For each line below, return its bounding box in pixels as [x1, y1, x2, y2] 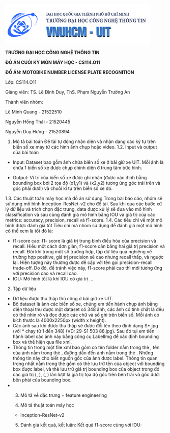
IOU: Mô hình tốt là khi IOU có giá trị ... [12, 276, 93, 282]
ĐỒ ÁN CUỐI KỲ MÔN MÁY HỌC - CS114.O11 [5, 59, 100, 65]
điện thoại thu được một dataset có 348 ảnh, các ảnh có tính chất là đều [12, 306, 164, 312]
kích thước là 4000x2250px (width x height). [12, 317, 106, 323]
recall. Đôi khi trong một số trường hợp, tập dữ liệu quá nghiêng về [12, 249, 152, 254]
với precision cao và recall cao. [12, 270, 78, 276]
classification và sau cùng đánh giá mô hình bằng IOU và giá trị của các [5, 211, 156, 218]
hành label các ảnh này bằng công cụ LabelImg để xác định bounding [12, 333, 159, 340]
